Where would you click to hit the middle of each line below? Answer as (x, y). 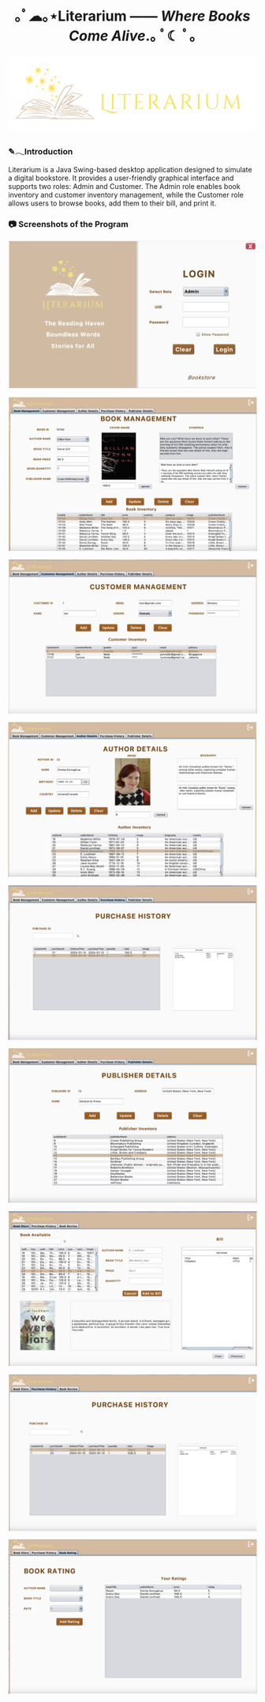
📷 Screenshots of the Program (68, 224)
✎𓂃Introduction (41, 152)
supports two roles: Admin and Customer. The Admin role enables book (124, 186)
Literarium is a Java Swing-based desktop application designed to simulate (130, 169)
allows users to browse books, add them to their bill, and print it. (112, 203)
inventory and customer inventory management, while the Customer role (126, 194)
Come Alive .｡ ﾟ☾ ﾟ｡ (132, 36)
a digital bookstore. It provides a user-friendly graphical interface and (121, 178)
